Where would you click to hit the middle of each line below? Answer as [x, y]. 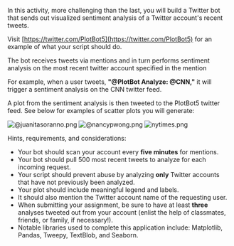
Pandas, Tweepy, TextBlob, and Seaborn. [78, 235]
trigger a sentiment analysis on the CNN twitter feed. [85, 89]
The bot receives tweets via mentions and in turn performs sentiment [108, 60]
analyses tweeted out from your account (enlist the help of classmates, [122, 212]
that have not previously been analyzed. [76, 182]
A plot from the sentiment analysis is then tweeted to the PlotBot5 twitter [114, 103]
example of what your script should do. [65, 47]
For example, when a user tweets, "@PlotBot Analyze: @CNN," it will [110, 82]
